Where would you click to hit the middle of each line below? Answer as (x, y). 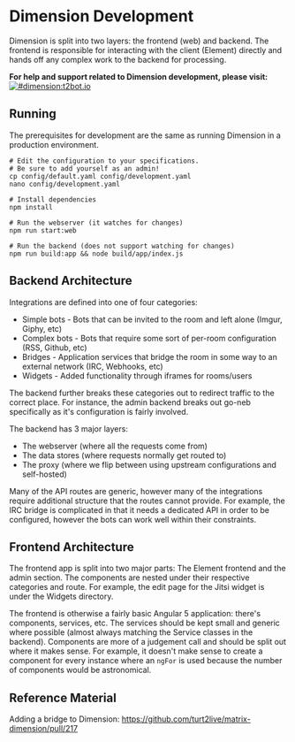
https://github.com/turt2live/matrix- (186, 719)
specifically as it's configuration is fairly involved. (99, 411)
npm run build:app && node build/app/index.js (96, 254)
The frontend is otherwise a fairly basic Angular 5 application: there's (135, 614)
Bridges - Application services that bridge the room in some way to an (150, 356)
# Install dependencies (53, 199)
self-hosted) (45, 474)
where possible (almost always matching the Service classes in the (131, 632)
